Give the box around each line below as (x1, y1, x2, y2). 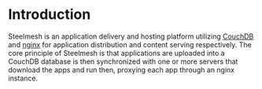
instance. (8, 73, 39, 83)
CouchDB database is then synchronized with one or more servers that (8, 57, 238, 66)
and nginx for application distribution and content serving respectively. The (8, 39, 252, 49)
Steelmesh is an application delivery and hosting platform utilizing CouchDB (8, 32, 254, 41)
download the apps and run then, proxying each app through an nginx (8, 65, 234, 74)
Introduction (8, 6, 91, 24)
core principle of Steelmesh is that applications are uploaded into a (8, 48, 226, 57)
